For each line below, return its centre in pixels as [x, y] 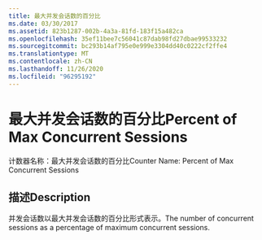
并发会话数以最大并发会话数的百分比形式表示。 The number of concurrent [131, 218]
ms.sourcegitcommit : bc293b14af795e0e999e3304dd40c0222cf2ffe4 [118, 46]
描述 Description [50, 197]
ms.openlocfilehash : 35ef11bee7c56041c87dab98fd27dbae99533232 [118, 39]
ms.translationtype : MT [49, 54]
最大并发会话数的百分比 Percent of [123, 119]
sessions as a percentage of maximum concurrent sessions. [109, 228]
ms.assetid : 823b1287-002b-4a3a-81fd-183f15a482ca [96, 31]
